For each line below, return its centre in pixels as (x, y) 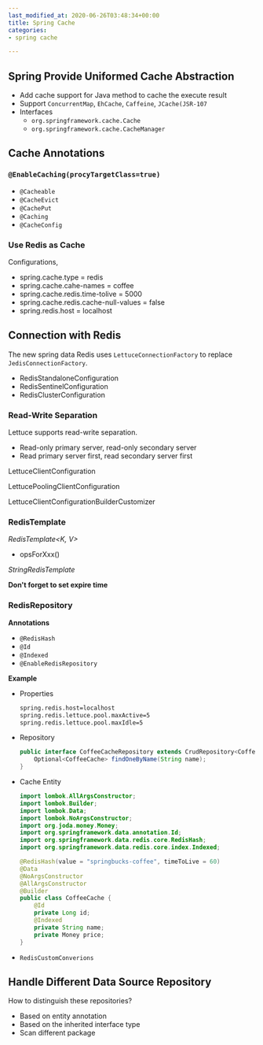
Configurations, (33, 262)
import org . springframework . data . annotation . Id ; (100, 833)
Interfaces (36, 112)
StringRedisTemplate (42, 570)
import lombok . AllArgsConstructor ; (78, 796)
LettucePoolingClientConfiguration (64, 487)
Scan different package (57, 1033)
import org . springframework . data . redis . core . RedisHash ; (113, 840)
